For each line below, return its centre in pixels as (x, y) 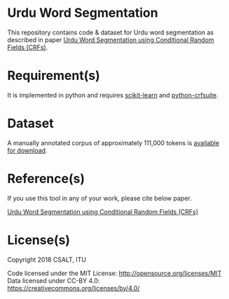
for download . (27, 150)
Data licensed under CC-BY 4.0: (54, 280)
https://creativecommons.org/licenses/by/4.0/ (74, 288)
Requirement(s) (54, 76)
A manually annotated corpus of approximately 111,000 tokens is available (113, 142)
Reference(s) (46, 179)
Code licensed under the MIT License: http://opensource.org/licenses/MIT (114, 273)
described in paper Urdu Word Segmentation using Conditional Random (111, 39)
